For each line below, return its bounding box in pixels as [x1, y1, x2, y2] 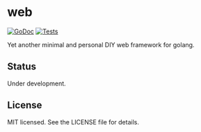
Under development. [7, 79, 66, 88]
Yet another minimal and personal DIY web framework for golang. [7, 40, 195, 49]
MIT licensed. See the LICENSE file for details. [7, 117, 139, 126]
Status [7, 60, 37, 73]
